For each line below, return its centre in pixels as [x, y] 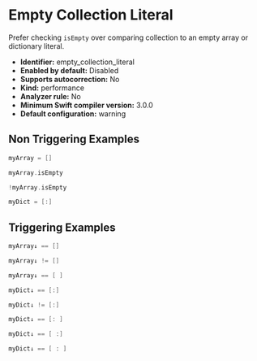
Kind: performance [52, 88]
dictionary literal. [36, 46]
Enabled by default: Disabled [69, 70]
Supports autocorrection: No [70, 79]
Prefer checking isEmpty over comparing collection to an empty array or [128, 37]
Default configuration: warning [73, 113]
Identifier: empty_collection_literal [77, 62]
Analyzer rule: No [50, 96]
